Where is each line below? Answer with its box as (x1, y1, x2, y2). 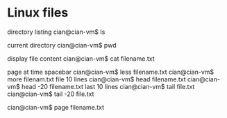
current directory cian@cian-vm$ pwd (7, 41, 117, 49)
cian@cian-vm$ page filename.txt (7, 103, 105, 111)
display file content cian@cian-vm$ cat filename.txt (7, 54, 155, 63)
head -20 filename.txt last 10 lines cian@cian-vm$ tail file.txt (22, 82, 195, 90)
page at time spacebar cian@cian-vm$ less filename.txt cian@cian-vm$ (7, 68, 215, 76)
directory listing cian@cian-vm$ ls (7, 28, 106, 36)
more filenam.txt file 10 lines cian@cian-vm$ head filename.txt (7, 75, 186, 83)
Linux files (7, 5, 69, 21)
